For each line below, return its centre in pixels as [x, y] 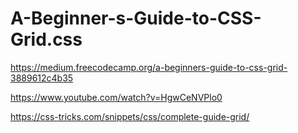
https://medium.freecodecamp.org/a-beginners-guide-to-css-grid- [149, 67]
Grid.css [46, 39]
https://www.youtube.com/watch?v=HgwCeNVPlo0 [116, 97]
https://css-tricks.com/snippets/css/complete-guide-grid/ [130, 116]
